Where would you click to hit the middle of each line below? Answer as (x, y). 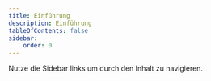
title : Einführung (39, 16)
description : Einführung (50, 23)
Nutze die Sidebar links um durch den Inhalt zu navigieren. (106, 68)
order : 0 (38, 46)
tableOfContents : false (49, 30)
